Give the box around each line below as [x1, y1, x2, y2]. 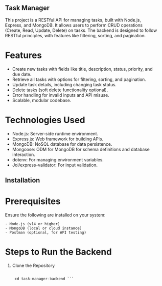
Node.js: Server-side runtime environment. [12, 130, 98, 136]
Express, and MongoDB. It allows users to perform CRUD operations [5, 22, 143, 28]
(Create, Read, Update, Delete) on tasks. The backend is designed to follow [5, 27, 157, 33]
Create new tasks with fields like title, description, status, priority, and [12, 66, 153, 72]
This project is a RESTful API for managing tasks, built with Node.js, [5, 17, 141, 23]
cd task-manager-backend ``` [14, 276, 74, 281]
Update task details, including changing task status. [12, 81, 116, 87]
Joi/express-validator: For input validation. [12, 162, 98, 168]
